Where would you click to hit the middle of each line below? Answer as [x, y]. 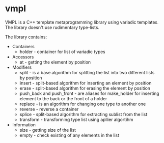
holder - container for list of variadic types [62, 52]
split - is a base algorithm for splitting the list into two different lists [87, 72]
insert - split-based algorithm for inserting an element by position [85, 83]
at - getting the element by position [55, 62]
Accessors [23, 57]
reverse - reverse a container [49, 109]
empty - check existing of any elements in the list [69, 135]
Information [24, 125]
